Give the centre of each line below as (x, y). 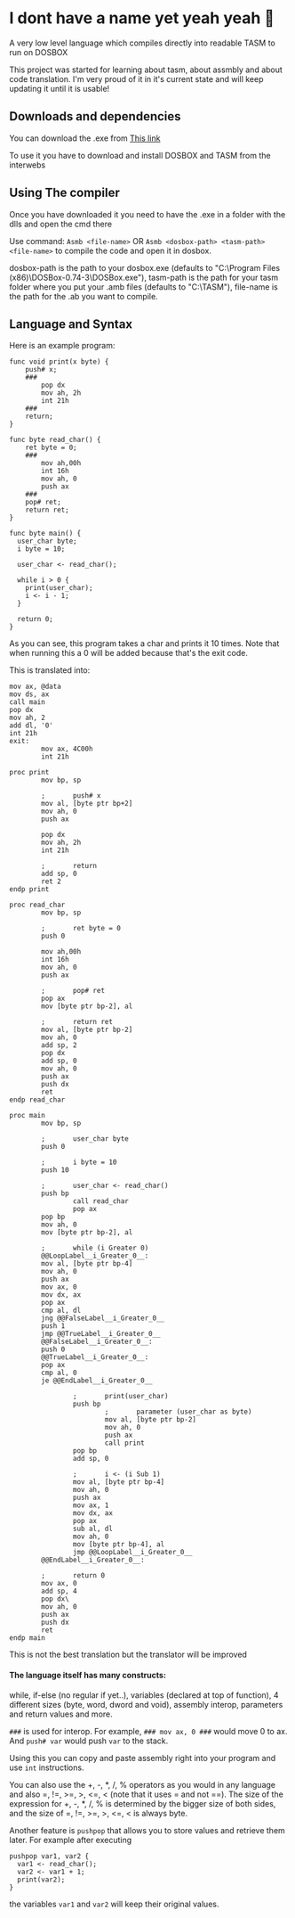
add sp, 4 (59, 1591)
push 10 (55, 1170)
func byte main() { (45, 534)
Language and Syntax (71, 324)
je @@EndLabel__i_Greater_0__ (97, 1381)
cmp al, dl (61, 1311)
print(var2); (41, 1880)
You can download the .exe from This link (85, 138)
